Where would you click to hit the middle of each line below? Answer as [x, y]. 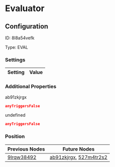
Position [15, 137]
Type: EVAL [16, 47]
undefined [15, 115]
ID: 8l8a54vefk [20, 38]
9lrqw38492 [22, 157]
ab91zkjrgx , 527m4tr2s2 [79, 157]
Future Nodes [78, 149]
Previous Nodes [26, 149]
